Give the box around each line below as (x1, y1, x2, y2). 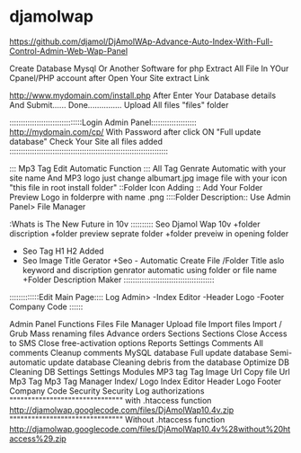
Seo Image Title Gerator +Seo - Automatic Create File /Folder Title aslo (22, 254, 285, 266)
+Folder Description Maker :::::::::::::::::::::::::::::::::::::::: (22, 274, 215, 285)
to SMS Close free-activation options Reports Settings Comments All (9, 337, 263, 348)
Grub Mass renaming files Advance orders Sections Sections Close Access (9, 328, 288, 339)
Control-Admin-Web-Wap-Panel (9, 45, 128, 56)
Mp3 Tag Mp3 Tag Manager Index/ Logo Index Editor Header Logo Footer (9, 376, 281, 386)
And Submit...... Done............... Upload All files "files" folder (9, 99, 229, 110)
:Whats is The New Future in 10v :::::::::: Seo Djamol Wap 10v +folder (9, 218, 261, 229)
